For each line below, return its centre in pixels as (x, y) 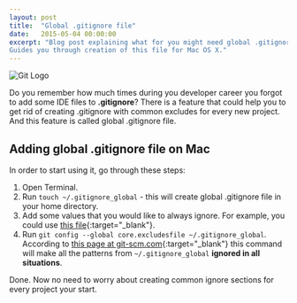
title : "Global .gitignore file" (73, 26)
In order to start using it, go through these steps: (97, 170)
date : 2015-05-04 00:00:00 (63, 34)
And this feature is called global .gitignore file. (93, 121)
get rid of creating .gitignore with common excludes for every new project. (145, 112)
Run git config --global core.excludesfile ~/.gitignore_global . (144, 234)
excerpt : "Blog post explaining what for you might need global (130, 42)
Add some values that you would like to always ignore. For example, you (153, 215)
